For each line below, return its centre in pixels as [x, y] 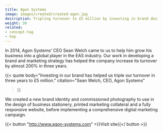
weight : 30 [16, 23]
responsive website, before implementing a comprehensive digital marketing [81, 109]
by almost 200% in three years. [36, 66]
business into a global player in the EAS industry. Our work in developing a [79, 55]
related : [14, 28]
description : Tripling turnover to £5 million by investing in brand [77, 18]
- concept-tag [19, 32]
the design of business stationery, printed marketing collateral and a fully [78, 104]
